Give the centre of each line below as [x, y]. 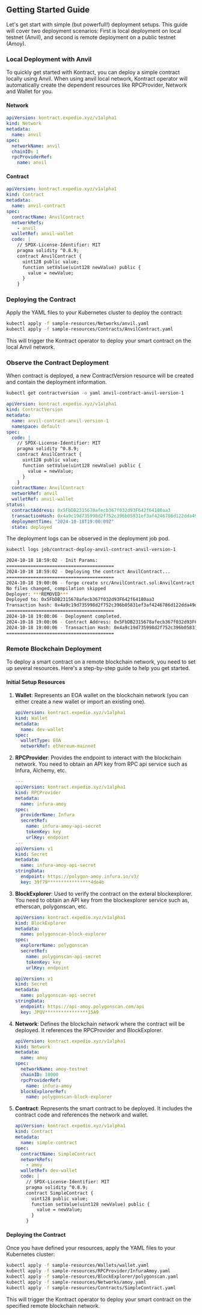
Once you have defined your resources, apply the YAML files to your [91, 1248]
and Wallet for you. [29, 91]
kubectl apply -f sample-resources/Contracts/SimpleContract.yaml [91, 1288]
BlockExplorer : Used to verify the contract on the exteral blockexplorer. [104, 893]
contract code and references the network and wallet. [81, 1115]
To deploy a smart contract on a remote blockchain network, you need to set [101, 662]
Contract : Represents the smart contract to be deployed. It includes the [103, 1109]
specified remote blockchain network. [53, 1305]
